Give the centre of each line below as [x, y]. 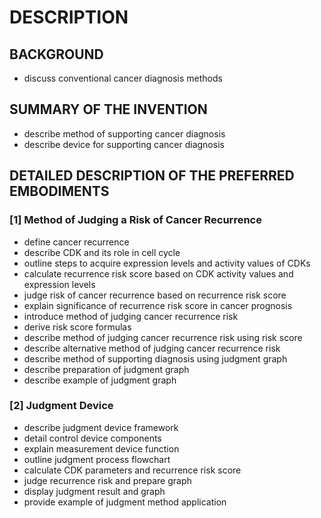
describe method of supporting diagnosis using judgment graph [155, 358]
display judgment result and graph [94, 491]
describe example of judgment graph [100, 380]
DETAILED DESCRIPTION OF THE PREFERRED [152, 176]
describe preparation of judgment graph [106, 369]
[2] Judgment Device [61, 406]
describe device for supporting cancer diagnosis [124, 144]
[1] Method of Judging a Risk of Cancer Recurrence [135, 220]
